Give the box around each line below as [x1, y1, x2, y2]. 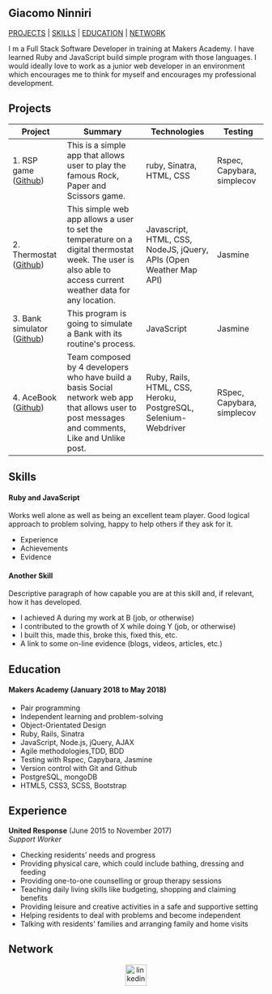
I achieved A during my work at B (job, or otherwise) [19, 613, 194, 623]
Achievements [19, 543, 69, 554]
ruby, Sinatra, [146, 160, 197, 171]
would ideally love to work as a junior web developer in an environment [8, 61, 245, 71]
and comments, [66, 422, 126, 433]
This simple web [66, 203, 130, 214]
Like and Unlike [66, 432, 125, 443]
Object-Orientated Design [19, 721, 107, 731]
